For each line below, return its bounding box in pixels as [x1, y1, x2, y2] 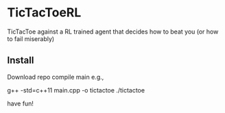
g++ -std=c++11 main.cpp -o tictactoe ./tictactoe [7, 86, 145, 94]
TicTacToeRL [7, 5, 82, 21]
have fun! [7, 99, 34, 108]
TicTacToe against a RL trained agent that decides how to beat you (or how [7, 27, 219, 36]
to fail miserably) [7, 34, 55, 42]
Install [7, 55, 34, 66]
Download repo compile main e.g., [7, 73, 104, 81]
